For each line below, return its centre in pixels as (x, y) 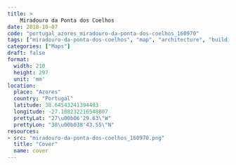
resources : (23, 131)
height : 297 (31, 72)
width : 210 (29, 66)
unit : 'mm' (29, 79)
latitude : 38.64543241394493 (56, 105)
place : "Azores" (37, 92)
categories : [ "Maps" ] (39, 46)
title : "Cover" (36, 145)
